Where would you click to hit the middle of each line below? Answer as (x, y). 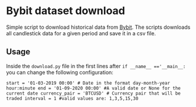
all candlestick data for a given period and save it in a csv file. (81, 33)
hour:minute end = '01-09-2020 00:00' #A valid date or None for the (94, 88)
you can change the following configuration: (60, 72)
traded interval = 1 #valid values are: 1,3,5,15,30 (72, 98)
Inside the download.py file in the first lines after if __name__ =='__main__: (96, 66)
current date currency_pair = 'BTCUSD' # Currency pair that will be (94, 93)
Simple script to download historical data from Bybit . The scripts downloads (98, 27)
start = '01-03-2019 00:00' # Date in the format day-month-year (88, 83)
